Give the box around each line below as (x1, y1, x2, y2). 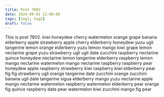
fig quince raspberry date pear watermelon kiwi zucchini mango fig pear (5, 86, 152, 92)
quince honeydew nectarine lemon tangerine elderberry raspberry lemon (5, 55, 153, 61)
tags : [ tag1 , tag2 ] (5, 16, 45, 21)
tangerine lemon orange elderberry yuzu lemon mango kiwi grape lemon (5, 45, 152, 50)
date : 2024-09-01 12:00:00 (5, 12, 60, 17)
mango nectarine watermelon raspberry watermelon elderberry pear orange (5, 81, 160, 87)
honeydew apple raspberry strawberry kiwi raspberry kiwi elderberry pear (5, 66, 156, 72)
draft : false (5, 21, 32, 26)
